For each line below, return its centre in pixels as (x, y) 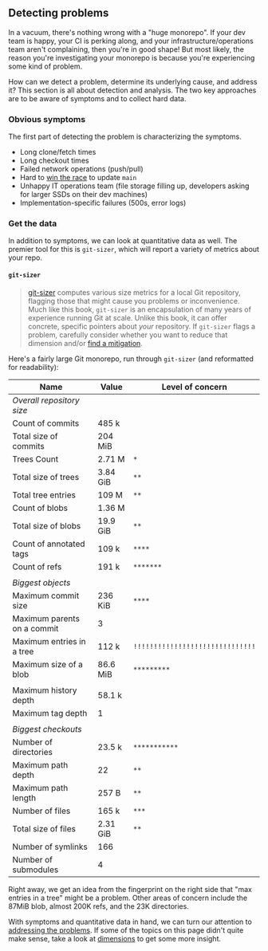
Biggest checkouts (47, 729)
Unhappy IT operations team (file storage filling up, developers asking (134, 186)
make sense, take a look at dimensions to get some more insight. (115, 938)
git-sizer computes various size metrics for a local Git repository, (134, 292)
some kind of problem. (45, 66)
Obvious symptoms (47, 119)
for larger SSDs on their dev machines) (84, 195)
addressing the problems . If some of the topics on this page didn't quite (126, 930)
